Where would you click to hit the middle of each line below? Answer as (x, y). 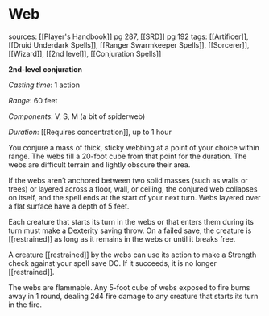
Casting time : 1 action (44, 85)
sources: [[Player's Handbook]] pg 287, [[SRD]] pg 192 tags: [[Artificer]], (128, 36)
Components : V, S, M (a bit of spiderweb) (77, 116)
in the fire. (25, 305)
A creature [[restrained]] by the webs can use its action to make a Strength (132, 255)
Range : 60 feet (33, 100)
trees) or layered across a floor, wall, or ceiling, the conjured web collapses (133, 189)
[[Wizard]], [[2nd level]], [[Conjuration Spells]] (85, 53)
